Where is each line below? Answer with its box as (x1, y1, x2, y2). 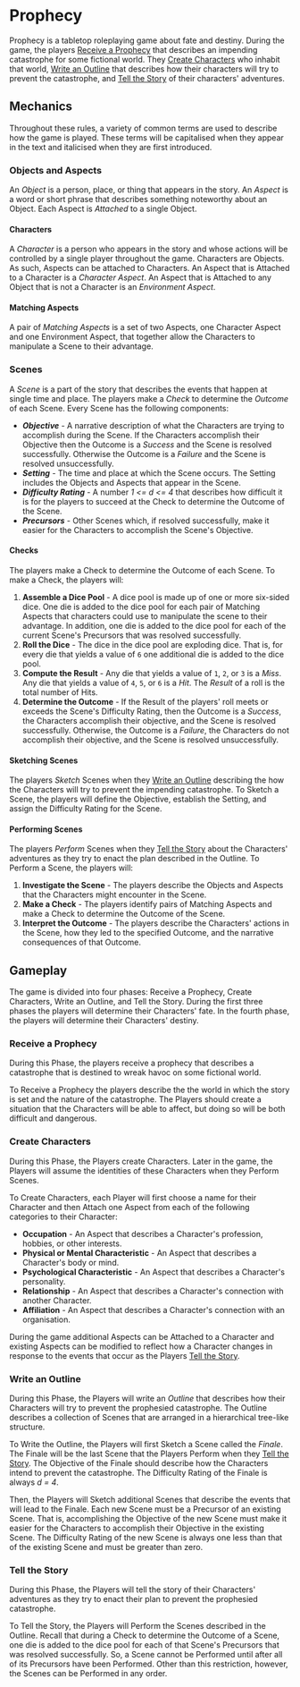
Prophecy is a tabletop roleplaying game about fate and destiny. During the (9, 35, 285, 46)
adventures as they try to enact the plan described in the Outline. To (9, 853, 260, 864)
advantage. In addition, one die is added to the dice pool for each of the (21, 620, 287, 631)
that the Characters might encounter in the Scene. (21, 889, 207, 900)
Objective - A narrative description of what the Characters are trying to (21, 420, 285, 430)
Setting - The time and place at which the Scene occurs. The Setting (21, 467, 276, 479)
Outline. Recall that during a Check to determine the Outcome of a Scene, (9, 1630, 279, 1641)
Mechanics (9, 99, 73, 114)
